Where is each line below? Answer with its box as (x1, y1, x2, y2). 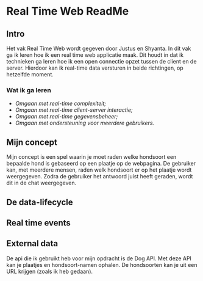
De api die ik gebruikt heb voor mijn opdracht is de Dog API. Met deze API (6, 255, 192, 262)
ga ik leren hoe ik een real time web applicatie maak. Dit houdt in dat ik (6, 51, 184, 59)
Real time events (6, 217, 71, 228)
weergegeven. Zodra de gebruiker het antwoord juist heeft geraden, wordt (6, 173, 193, 180)
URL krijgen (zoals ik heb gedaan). (6, 268, 93, 275)
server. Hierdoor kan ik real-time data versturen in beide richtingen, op (6, 64, 184, 71)
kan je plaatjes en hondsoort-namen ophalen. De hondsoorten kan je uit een (6, 261, 198, 268)
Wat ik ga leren (6, 86, 52, 94)
